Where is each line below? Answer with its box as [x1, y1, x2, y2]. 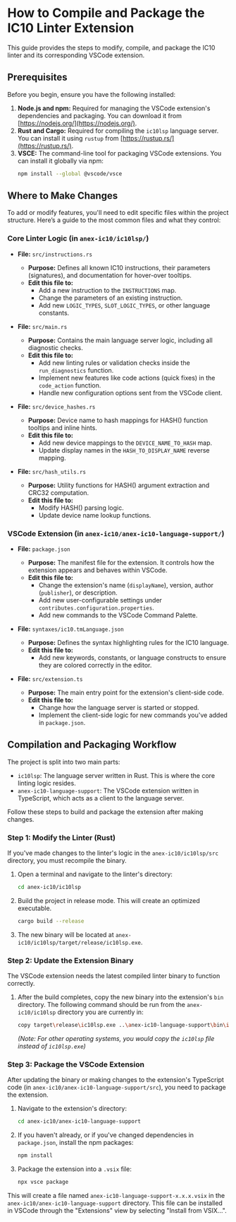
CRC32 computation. [27, 488, 89, 496]
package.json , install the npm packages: [17, 1139, 134, 1147]
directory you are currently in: [57, 1008, 144, 1016]
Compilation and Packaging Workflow [7, 739, 177, 751]
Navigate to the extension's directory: [17, 1105, 127, 1113]
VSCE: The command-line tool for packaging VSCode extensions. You [17, 149, 222, 157]
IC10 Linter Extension [7, 20, 135, 36]
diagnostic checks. [27, 343, 83, 351]
